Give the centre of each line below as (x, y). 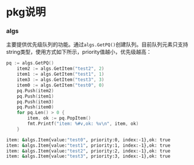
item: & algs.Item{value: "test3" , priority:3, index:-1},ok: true (88, 156)
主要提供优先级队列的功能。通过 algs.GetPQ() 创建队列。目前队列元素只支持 (97, 44)
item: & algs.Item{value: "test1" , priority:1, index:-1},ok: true (88, 145)
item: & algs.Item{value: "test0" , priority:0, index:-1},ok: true (88, 140)
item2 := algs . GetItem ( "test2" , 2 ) (61, 69)
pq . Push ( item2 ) (35, 90)
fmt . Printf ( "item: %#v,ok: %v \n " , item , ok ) (83, 124)
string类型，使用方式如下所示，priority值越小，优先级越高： (79, 52)
